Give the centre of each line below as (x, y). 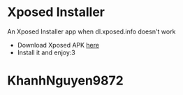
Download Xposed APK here (58, 45)
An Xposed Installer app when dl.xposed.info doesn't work (91, 31)
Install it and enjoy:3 (46, 52)
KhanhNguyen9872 (65, 81)
